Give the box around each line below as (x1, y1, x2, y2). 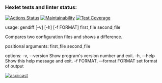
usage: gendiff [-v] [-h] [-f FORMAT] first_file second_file (5, 24, 121, 30)
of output (5, 63, 24, 69)
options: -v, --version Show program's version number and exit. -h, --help (5, 53, 155, 59)
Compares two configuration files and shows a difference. (5, 34, 123, 40)
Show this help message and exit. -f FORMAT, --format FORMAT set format (5, 58, 158, 64)
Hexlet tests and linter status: (5, 4, 77, 11)
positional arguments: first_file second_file (5, 43, 91, 49)
